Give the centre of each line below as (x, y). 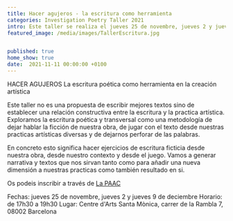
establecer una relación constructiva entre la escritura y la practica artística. (116, 112)
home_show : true (31, 58)
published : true (31, 52)
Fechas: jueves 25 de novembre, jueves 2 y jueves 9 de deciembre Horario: (115, 196)
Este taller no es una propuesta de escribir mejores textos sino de (101, 105)
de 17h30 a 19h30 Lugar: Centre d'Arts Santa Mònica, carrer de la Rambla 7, (115, 204)
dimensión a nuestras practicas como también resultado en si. (96, 170)
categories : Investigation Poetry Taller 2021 (76, 20)
